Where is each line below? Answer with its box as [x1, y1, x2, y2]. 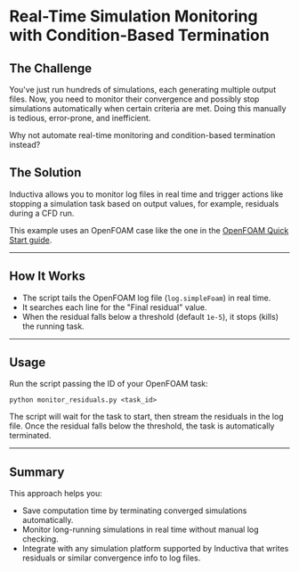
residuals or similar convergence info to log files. [21, 552, 201, 563]
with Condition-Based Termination [9, 25, 270, 45]
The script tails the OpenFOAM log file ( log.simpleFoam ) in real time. [21, 292, 271, 303]
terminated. [9, 430, 52, 441]
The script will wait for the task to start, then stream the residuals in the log [9, 412, 284, 422]
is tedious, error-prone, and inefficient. [9, 113, 151, 123]
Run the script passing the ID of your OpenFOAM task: [9, 379, 209, 389]
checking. [21, 534, 60, 544]
